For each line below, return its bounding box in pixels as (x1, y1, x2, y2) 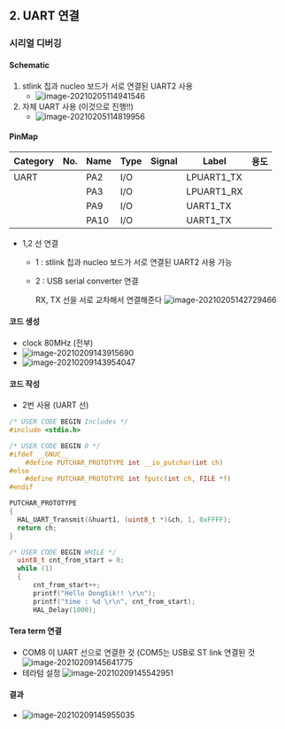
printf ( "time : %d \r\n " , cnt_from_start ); (32, 597, 196, 606)
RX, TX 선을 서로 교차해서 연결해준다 (35, 294, 162, 305)
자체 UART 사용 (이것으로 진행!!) (21, 101, 135, 112)
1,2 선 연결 (21, 237, 59, 248)
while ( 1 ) (17, 564, 53, 573)
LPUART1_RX (186, 185, 243, 198)
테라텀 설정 (21, 667, 61, 678)
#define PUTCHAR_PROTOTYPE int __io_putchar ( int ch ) (25, 458, 224, 467)
